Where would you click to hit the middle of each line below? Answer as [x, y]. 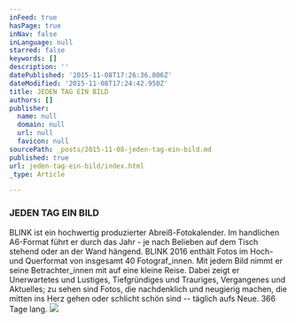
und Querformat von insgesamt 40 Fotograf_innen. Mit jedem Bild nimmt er [146, 260]
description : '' [39, 67]
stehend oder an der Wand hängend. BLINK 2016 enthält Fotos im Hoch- [141, 251]
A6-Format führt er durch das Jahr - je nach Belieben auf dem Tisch [134, 241]
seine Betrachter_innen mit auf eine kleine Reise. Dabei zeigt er [125, 270]
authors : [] [31, 100]
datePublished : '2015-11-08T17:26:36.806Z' [91, 75]
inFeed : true [33, 17]
